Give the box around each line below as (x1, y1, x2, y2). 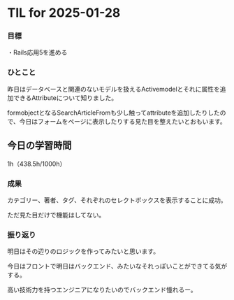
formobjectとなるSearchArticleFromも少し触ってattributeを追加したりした (7, 108, 220, 117)
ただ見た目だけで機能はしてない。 (7, 210, 105, 219)
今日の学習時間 (7, 140, 72, 152)
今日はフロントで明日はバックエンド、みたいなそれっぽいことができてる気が (7, 262, 228, 271)
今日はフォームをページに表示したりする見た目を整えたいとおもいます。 (19, 117, 227, 125)
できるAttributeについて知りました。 (13, 93, 118, 102)
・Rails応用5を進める (7, 48, 68, 57)
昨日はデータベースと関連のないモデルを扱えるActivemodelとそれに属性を (7, 85, 220, 93)
